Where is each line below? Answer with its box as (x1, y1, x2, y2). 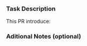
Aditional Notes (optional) (6, 33, 81, 41)
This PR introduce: (6, 18, 51, 25)
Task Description (6, 5, 56, 13)
